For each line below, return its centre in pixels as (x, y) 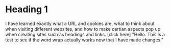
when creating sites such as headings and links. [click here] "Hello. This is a (85, 34)
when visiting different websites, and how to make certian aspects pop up (83, 29)
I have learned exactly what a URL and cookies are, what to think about (80, 23)
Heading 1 (27, 9)
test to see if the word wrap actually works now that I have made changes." (84, 40)
